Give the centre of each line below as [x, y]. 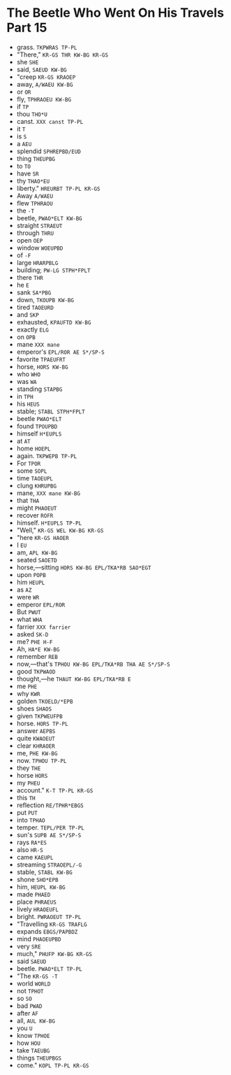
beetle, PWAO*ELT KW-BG [50, 218]
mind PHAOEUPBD [39, 939]
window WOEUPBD [40, 248]
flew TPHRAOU [35, 203]
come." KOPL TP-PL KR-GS [53, 1065]
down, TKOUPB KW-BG [45, 299]
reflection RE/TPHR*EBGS [50, 805]
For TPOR [29, 463]
